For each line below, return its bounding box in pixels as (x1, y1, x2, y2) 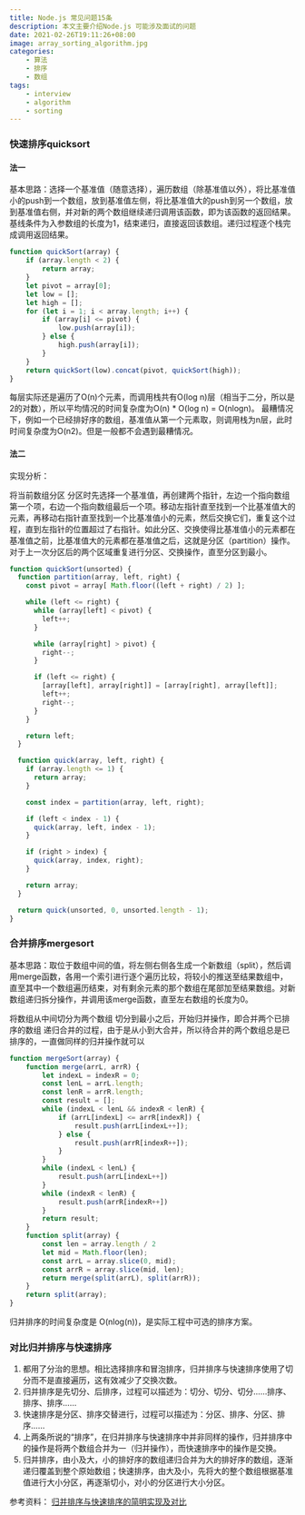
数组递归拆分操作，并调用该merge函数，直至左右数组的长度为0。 (9, 994, 254, 1005)
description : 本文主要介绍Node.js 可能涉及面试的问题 (9, 22, 197, 31)
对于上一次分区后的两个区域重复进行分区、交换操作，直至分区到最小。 (9, 546, 272, 557)
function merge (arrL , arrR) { (25, 1062, 141, 1072)
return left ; (25, 731, 75, 740)
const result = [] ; (42, 1096, 116, 1105)
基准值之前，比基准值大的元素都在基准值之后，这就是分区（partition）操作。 (9, 535, 295, 546)
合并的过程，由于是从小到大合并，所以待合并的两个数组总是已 (58, 1024, 290, 1035)
